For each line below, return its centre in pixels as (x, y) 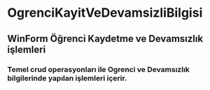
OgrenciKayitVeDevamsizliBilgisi (105, 13)
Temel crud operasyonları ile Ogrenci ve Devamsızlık (99, 69)
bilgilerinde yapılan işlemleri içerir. (67, 78)
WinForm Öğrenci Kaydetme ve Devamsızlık (105, 39)
